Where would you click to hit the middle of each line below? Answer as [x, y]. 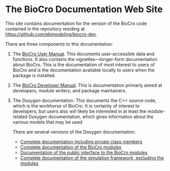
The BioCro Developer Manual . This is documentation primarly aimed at [87, 85]
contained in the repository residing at [45, 28]
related [20, 116]
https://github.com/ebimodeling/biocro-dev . [51, 34]
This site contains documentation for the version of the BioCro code [76, 23]
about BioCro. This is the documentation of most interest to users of [83, 64]
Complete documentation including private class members [81, 142]
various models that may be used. [48, 122]
